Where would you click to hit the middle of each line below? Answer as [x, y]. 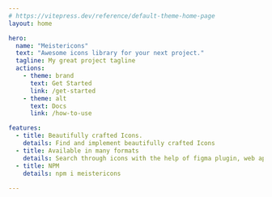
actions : [30, 69]
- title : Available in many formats [77, 151]
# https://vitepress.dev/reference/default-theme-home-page [112, 16]
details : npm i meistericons [72, 173]
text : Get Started [61, 83]
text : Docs [48, 106]
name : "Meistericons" [52, 45]
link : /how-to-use [61, 113]
